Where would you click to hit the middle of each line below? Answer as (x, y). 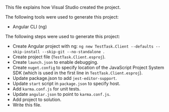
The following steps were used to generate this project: (63, 36)
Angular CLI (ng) (30, 27)
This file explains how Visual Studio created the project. (63, 7)
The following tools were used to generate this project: (62, 17)
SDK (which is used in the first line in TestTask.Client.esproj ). (77, 73)
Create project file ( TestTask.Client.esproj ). (59, 57)
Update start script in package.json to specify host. (66, 83)
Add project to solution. (37, 99)
